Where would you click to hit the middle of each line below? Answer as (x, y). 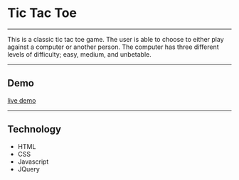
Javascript (33, 162)
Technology (34, 129)
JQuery (29, 169)
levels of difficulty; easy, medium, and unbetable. (79, 54)
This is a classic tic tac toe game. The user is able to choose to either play (116, 39)
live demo (22, 100)
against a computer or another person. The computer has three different (113, 47)
